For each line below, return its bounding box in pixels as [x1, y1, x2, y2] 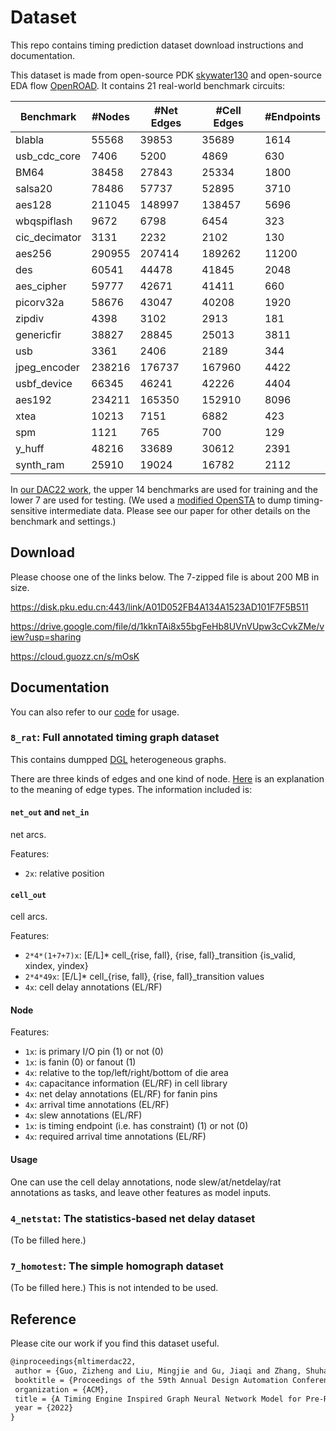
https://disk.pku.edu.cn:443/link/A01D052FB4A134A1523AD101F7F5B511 [10, 601, 309, 613]
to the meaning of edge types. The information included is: [10, 783, 253, 795]
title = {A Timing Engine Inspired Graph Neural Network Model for [14, 1394, 302, 1404]
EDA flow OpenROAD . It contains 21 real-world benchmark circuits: [10, 79, 286, 91]
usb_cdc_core [15, 149, 82, 163]
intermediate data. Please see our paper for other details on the [49, 504, 311, 516]
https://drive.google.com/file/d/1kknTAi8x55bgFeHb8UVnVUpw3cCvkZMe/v [10, 620, 325, 632]
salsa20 [15, 181, 53, 195]
